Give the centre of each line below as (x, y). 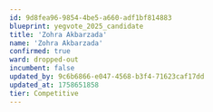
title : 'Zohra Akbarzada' (58, 34)
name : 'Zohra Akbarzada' (56, 43)
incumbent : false (42, 69)
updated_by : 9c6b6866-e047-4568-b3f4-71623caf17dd (107, 77)
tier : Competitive (44, 93)
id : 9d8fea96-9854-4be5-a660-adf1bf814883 (91, 18)
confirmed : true (40, 51)
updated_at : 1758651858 (54, 85)
